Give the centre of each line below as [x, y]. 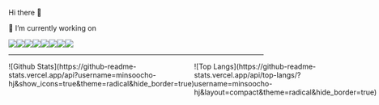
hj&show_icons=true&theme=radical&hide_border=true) [101, 84]
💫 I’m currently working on [53, 28]
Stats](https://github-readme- [87, 66]
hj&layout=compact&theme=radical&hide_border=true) [285, 92]
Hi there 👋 [25, 13]
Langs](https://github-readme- [265, 66]
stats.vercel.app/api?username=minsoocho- [82, 75]
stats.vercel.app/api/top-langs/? [247, 75]
